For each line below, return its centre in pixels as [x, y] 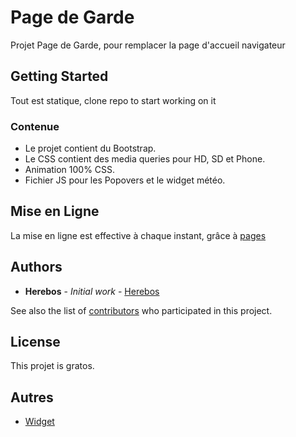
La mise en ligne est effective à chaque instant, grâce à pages [138, 235]
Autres [32, 397]
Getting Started [59, 76]
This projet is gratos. [52, 366]
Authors [36, 267]
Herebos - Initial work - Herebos [92, 291]
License [35, 342]
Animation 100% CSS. [70, 170]
